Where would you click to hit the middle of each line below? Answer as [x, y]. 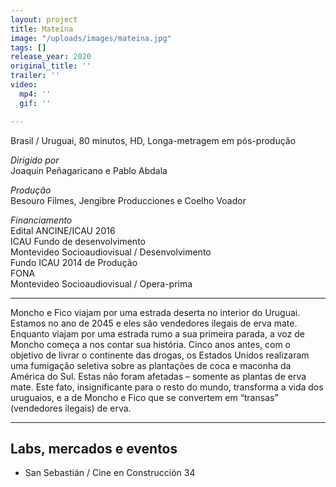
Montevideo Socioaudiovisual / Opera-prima [101, 283]
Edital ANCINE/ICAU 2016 [63, 230]
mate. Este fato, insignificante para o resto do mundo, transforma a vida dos [167, 387]
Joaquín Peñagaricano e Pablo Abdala [89, 170]
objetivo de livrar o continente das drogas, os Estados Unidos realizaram [160, 355]
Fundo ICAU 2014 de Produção [74, 262]
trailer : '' [35, 76]
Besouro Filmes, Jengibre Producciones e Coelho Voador [128, 200]
